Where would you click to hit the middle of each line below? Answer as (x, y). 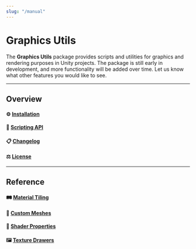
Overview (24, 99)
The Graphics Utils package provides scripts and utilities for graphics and (95, 57)
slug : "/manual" (26, 11)
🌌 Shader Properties (31, 226)
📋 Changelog (23, 141)
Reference (25, 182)
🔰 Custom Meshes (29, 213)
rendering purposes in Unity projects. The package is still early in (85, 63)
